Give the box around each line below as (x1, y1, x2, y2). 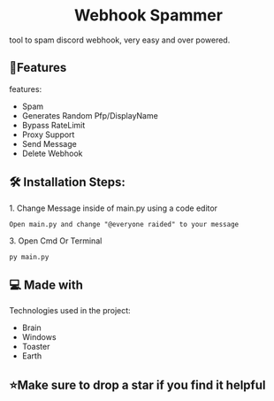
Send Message (21, 138, 77, 149)
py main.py (9, 252, 49, 261)
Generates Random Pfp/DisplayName (21, 110, 159, 120)
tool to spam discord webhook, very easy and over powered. (9, 35, 231, 45)
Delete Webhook (21, 148, 83, 158)
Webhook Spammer (73, 5, 224, 26)
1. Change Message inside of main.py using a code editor (9, 203, 218, 213)
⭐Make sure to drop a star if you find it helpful (9, 377, 266, 392)
